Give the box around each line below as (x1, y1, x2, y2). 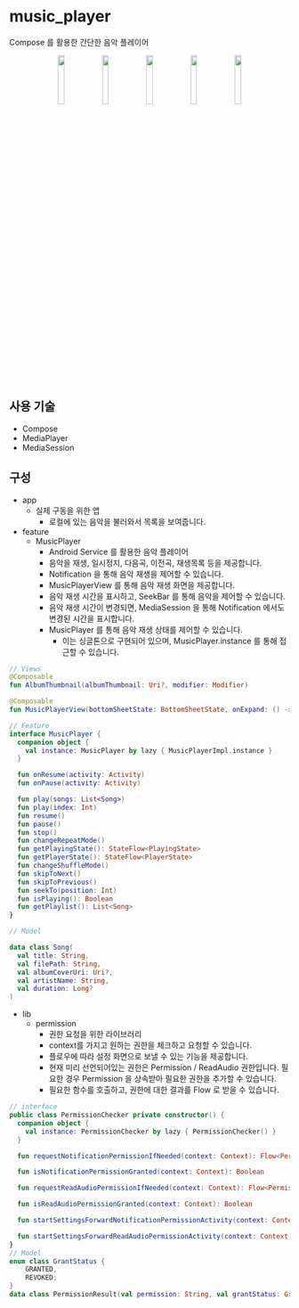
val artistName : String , (17, 976, 109, 985)
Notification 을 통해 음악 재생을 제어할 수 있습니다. (48, 568, 224, 579)
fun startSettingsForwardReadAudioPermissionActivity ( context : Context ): (17, 1231, 296, 1240)
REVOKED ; (25, 1273, 58, 1282)
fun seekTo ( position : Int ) (17, 886, 117, 895)
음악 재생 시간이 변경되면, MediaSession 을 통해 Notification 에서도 (48, 601, 285, 612)
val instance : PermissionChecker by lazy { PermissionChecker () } (25, 1127, 277, 1136)
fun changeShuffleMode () (17, 862, 109, 871)
